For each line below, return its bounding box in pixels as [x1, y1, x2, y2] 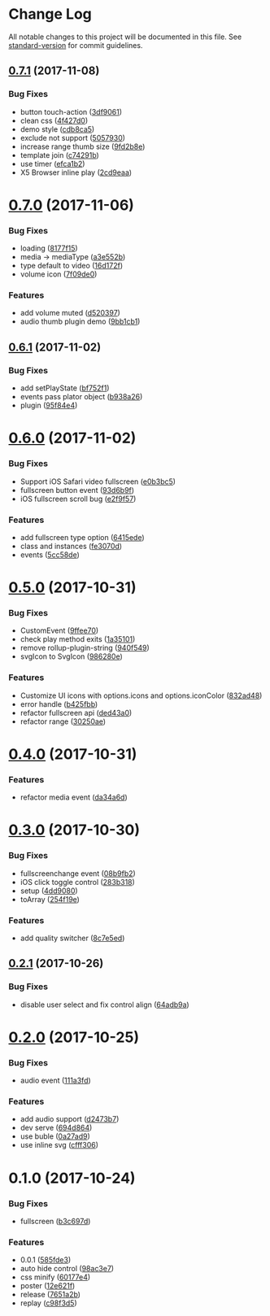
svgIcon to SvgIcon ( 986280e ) [20, 651, 124, 661]
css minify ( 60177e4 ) [20, 1272, 91, 1282]
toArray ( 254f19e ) [20, 894, 80, 904]
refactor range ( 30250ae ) [20, 717, 107, 726]
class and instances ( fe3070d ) [20, 541, 123, 551]
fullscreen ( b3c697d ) [20, 1216, 91, 1226]
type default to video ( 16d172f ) [20, 261, 124, 271]
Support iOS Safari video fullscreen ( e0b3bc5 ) [20, 477, 176, 486]
